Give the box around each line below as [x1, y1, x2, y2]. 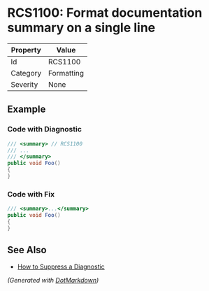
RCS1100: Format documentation [7, 5, 203, 21]
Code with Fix [7, 189, 55, 199]
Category [10, 68, 42, 78]
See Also [7, 244, 47, 256]
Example [7, 104, 46, 115]
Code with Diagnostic [7, 125, 82, 134]
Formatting [48, 68, 85, 78]
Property [10, 45, 42, 55]
